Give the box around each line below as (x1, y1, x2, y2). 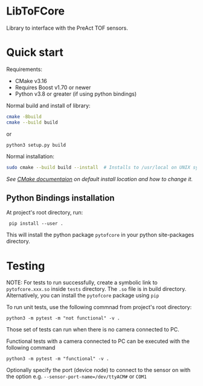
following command (6, 344, 56, 351)
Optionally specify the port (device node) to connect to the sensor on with (6, 367, 191, 374)
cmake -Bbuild (6, 113, 42, 119)
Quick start (6, 45, 63, 59)
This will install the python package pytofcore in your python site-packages (6, 231, 195, 239)
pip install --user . (8, 221, 63, 227)
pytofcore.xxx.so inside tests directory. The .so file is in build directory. (6, 285, 187, 293)
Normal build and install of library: (6, 102, 91, 109)
